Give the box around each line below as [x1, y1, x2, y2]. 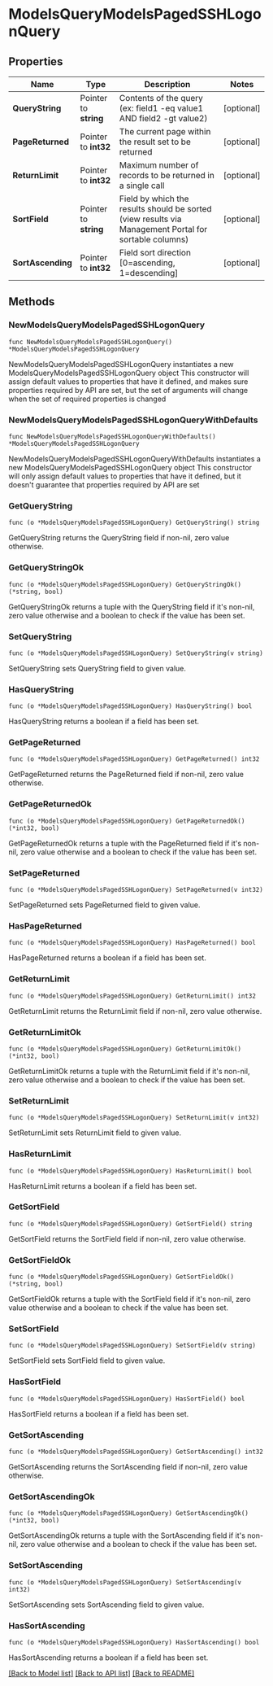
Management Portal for [119, 224, 208, 234]
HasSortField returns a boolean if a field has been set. [8, 1409, 189, 1418]
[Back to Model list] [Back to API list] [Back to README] [8, 1668, 195, 1678]
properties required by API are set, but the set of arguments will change [8, 385, 249, 395]
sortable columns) [119, 234, 189, 245]
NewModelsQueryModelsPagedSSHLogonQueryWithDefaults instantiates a [8, 453, 262, 464]
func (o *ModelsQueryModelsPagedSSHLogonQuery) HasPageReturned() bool [8, 939, 256, 947]
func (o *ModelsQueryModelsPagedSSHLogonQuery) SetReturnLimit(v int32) [8, 1114, 260, 1122]
